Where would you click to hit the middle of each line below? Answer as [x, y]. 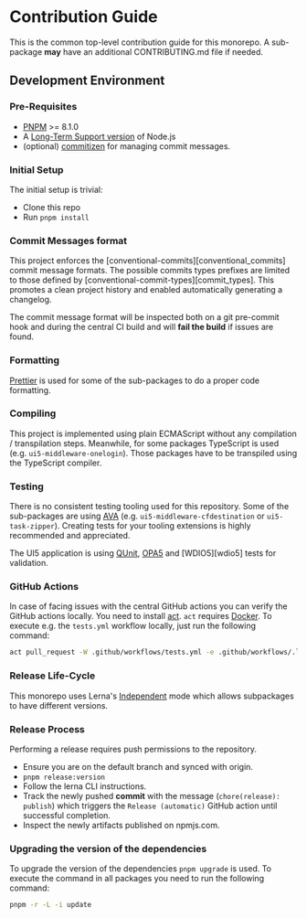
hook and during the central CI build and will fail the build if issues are [142, 327]
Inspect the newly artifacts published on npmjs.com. [121, 825]
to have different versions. [58, 705]
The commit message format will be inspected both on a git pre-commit [145, 317]
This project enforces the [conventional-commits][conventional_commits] [148, 261]
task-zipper [32, 527]
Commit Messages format [69, 240]
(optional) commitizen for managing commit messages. [127, 146]
